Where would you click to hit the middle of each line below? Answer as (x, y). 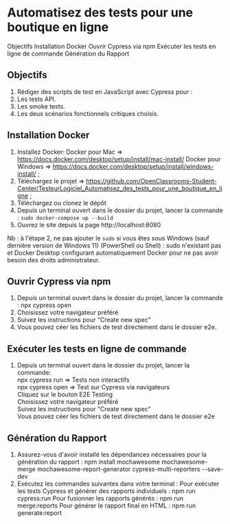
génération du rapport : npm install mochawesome (88, 462)
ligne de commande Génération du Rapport (68, 54)
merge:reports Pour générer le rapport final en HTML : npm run (106, 505)
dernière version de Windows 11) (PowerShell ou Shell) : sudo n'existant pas (114, 245)
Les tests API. (36, 99)
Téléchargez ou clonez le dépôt (61, 203)
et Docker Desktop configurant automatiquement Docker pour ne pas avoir (113, 253)
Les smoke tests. (41, 106)
